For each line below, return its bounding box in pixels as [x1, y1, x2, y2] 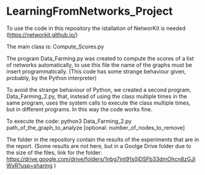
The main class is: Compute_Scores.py [6, 43, 104, 50]
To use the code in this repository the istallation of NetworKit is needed [6, 24, 186, 32]
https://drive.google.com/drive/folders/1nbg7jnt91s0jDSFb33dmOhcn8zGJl [6, 155, 196, 163]
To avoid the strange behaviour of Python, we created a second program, [6, 86, 192, 93]
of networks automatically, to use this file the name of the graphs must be [6, 61, 193, 69]
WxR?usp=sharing [6, 162, 53, 169]
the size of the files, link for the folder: [6, 149, 102, 156]
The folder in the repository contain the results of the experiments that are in [6, 136, 199, 143]
